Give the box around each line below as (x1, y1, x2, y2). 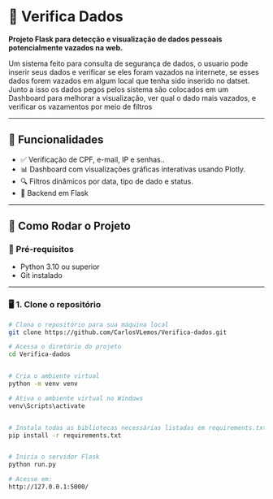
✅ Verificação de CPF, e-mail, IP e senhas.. (19, 154, 165, 164)
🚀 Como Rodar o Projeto (8, 219, 132, 233)
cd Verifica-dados (8, 350, 71, 358)
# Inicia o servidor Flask (8, 453, 100, 462)
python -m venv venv (8, 380, 79, 388)
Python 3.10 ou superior (19, 262, 100, 271)
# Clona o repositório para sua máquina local (8, 320, 169, 328)
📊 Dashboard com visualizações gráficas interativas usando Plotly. (19, 164, 246, 174)
